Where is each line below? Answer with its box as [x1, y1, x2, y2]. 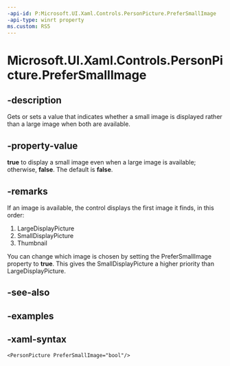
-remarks [7, 185, 48, 197]
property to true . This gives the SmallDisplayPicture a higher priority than [7, 259, 215, 268]
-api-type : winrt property [7, 17, 84, 23]
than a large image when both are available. [7, 120, 130, 128]
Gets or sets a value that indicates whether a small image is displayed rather [7, 113, 223, 121]
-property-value [7, 140, 78, 151]
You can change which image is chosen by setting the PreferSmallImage [7, 252, 211, 260]
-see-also [7, 287, 50, 299]
